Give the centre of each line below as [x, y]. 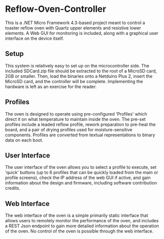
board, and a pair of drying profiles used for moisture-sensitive [69, 129]
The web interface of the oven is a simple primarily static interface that [77, 215]
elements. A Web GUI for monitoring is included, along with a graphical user [82, 33]
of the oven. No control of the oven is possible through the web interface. [79, 231]
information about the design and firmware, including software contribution [81, 183]
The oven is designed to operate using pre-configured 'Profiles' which [76, 114]
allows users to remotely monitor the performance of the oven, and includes [82, 221]
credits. [13, 188]
